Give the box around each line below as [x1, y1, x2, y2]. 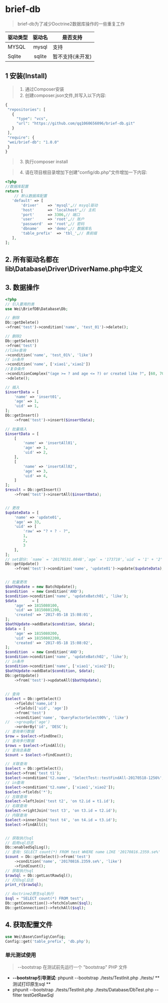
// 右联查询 [5, 804, 27, 809]
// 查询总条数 [5, 747, 31, 753]
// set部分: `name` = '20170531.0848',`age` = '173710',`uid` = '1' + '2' [5, 556, 163, 562]
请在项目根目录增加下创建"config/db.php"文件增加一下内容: [24, 169, 147, 175]
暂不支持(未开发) [52, 53, 92, 60]
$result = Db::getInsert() [5, 487, 61, 493]
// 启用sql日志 [5, 840, 34, 845]
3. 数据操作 [5, 283, 39, 292]
